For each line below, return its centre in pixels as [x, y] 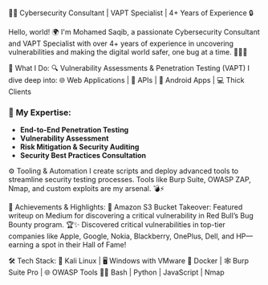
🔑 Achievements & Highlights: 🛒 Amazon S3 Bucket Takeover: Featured [126, 207]
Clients [20, 92]
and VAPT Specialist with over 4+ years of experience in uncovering [121, 43]
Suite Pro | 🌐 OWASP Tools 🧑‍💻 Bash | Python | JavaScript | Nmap [116, 272]
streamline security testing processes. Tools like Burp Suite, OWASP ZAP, [130, 180]
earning [21, 245]
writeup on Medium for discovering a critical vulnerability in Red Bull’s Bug [131, 216]
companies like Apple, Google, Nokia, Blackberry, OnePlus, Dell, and [122, 236]
